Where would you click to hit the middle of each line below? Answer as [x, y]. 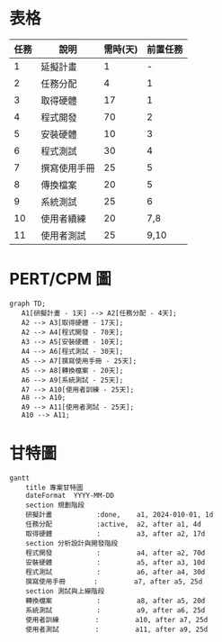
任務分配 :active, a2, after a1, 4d [114, 524]
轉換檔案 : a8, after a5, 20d [115, 601]
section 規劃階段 [55, 505]
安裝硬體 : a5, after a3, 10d [115, 562]
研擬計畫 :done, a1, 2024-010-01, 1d [120, 514]
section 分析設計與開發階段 [72, 543]
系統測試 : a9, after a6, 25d [115, 610]
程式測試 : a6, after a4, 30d [115, 572]
